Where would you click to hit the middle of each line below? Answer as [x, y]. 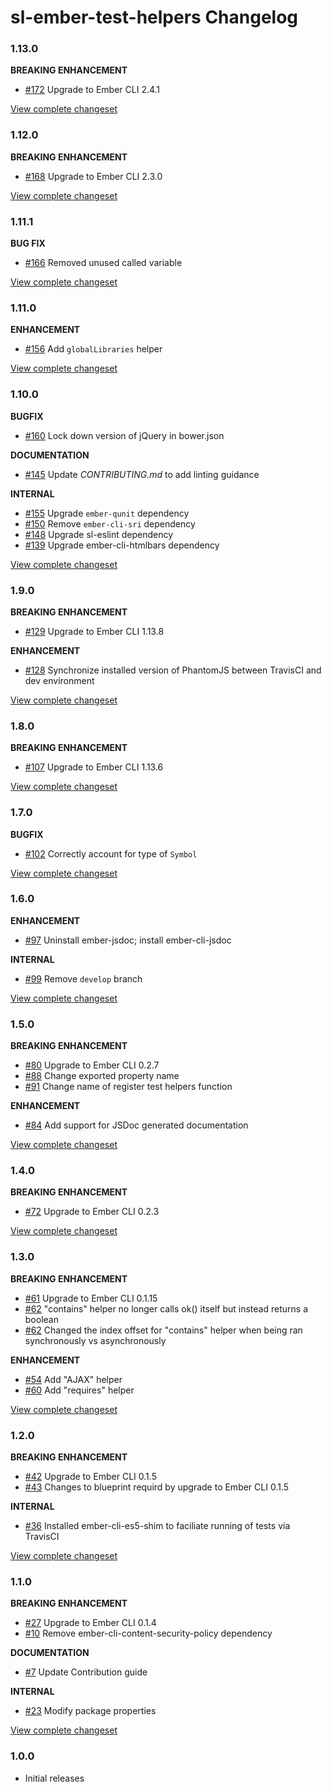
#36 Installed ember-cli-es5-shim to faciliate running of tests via [157, 1526]
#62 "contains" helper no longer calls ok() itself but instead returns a [166, 1308]
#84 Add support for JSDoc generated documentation [136, 1125]
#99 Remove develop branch [83, 978]
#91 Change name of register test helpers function [128, 1087]
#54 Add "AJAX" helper [73, 1379]
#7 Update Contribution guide [86, 1672]
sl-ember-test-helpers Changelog [154, 17]
